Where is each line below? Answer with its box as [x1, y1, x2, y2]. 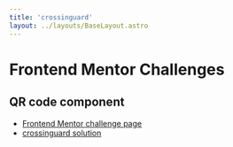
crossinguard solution [21, 128, 102, 138]
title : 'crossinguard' [9, 12, 93, 22]
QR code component [9, 95, 125, 110]
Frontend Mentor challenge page [21, 118, 143, 128]
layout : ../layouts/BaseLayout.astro [9, 21, 149, 30]
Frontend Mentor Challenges [9, 59, 225, 80]
